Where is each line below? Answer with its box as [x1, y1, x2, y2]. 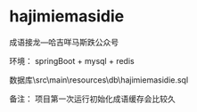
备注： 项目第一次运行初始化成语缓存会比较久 [9, 93, 176, 104]
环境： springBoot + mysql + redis [9, 55, 135, 66]
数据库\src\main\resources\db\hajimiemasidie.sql [9, 74, 189, 85]
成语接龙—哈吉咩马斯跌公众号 [9, 36, 119, 47]
